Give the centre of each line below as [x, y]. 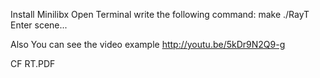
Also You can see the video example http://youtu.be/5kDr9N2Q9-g [148, 44]
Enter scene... [39, 25]
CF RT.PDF [33, 63]
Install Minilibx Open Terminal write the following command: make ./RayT [160, 14]
